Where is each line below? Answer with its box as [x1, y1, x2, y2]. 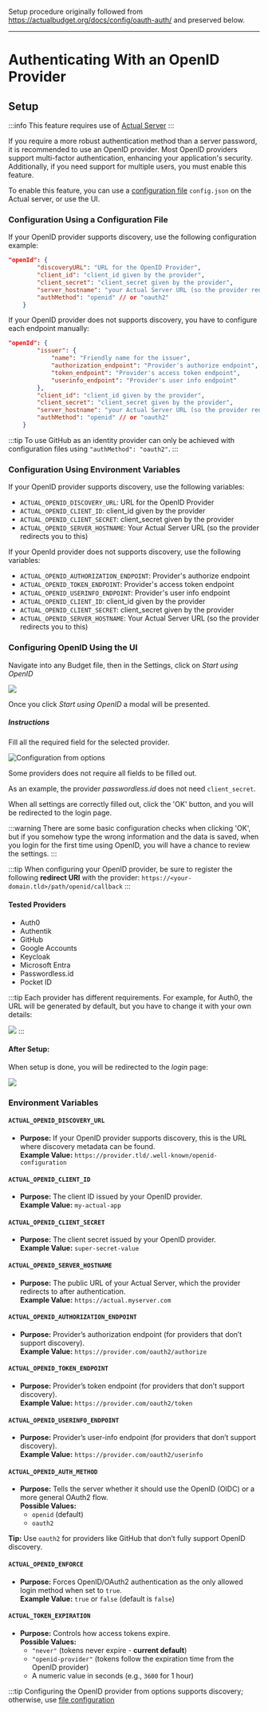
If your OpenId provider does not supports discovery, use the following [8, 547, 241, 557]
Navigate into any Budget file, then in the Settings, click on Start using [8, 660, 238, 670]
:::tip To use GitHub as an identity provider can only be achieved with [8, 435, 235, 445]
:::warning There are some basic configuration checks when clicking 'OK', [8, 824, 251, 833]
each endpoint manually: [8, 324, 89, 333]
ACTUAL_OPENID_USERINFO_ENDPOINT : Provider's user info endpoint [19, 588, 231, 598]
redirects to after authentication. [19, 1287, 126, 1296]
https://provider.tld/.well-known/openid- [74, 1151, 218, 1160]
